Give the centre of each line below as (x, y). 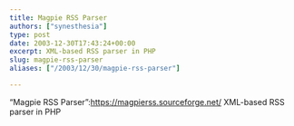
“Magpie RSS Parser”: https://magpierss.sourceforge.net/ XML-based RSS (147, 102)
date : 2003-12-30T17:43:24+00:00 (73, 43)
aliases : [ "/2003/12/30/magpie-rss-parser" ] (95, 69)
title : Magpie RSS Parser (58, 18)
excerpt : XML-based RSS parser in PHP (83, 52)
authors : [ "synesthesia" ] (58, 26)
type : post (30, 34)
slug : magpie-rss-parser (56, 60)
